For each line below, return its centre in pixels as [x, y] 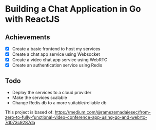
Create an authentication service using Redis [57, 65]
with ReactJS [32, 19]
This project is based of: [29, 112]
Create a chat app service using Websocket [56, 54]
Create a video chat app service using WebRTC [60, 60]
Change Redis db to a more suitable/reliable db [59, 103]
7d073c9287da [20, 123]
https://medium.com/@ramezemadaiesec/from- [103, 112]
